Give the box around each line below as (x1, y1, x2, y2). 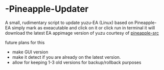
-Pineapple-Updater (5, 3, 89, 15)
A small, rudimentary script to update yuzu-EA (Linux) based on (5, 20, 134, 25)
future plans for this (5, 39, 45, 45)
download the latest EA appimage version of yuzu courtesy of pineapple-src (5, 30, 159, 36)
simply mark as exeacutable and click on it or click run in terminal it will (12, 24, 155, 30)
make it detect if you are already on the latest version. (12, 54, 121, 60)
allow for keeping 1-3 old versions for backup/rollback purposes (12, 59, 141, 65)
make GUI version (12, 49, 48, 55)
